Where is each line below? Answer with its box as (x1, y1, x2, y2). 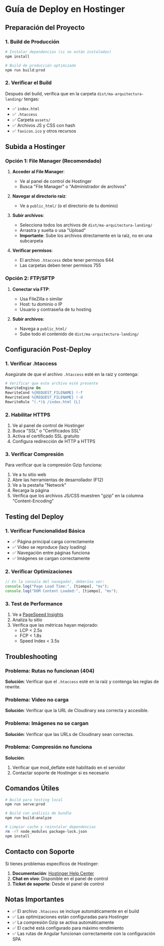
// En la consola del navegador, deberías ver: (5, 580, 105, 584)
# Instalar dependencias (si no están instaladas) (5, 49, 112, 54)
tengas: (24, 96, 40, 102)
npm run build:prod (5, 68, 45, 73)
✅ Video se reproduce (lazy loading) (12, 544, 86, 550)
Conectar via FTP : (12, 286, 50, 292)
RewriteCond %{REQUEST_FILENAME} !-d (5, 395, 83, 400)
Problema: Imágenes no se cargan (5, 720, 89, 727)
